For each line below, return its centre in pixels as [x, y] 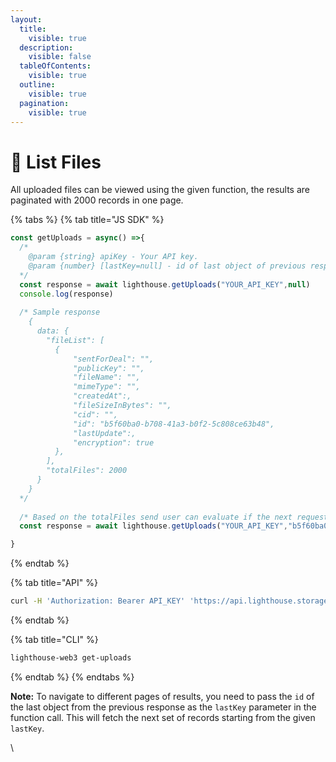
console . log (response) [66, 294]
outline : [37, 85]
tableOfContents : [55, 66]
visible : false [60, 57]
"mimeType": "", [107, 387]
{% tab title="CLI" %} [54, 640]
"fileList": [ [75, 340]
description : [46, 47]
